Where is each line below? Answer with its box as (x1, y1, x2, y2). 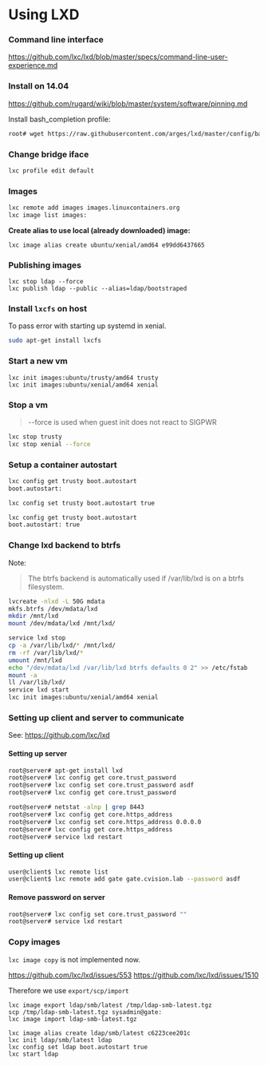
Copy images (8, 937, 61, 948)
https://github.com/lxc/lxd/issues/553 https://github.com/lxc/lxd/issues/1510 (8, 970, 259, 980)
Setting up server (8, 748, 68, 758)
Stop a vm (8, 399, 48, 410)
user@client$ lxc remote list (8, 868, 109, 876)
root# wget (8, 129, 45, 137)
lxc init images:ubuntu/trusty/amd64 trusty (8, 374, 159, 382)
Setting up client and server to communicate (8, 712, 185, 723)
